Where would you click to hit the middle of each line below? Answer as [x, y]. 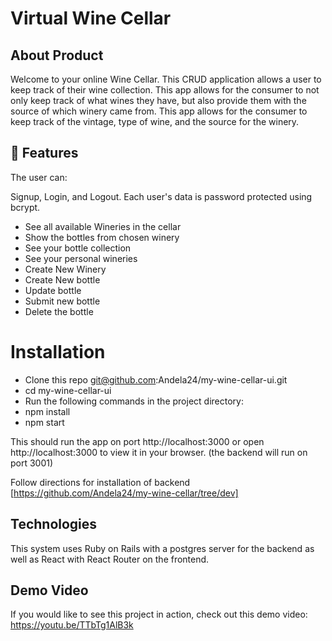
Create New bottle [62, 279]
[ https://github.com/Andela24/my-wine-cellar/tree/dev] [124, 493]
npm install [47, 411]
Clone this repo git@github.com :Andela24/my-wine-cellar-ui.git [156, 379]
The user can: [39, 177]
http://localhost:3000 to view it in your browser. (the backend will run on [159, 452]
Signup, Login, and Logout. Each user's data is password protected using [161, 196]
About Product [57, 55]
